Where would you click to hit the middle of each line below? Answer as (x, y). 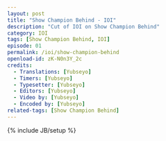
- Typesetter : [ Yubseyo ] (49, 85)
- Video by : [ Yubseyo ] (46, 98)
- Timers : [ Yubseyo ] (43, 78)
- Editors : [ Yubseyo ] (45, 91)
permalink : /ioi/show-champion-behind (63, 53)
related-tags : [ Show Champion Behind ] (63, 110)
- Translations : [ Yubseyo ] (52, 72)
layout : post (26, 14)
